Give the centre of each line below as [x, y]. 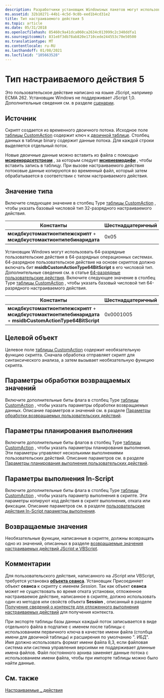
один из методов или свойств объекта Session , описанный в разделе [79, 601]
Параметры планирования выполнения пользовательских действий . [77, 463]
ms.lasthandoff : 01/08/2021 [34, 50]
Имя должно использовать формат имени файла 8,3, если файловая [76, 642]
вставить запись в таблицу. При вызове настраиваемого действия [75, 165]
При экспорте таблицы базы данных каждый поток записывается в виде [81, 621]
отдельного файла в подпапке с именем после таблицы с [65, 626]
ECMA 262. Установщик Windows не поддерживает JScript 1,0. [70, 98]
